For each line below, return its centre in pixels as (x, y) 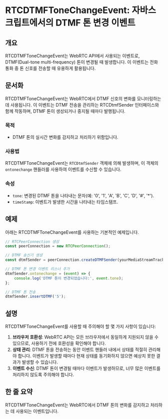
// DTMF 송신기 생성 (24, 255)
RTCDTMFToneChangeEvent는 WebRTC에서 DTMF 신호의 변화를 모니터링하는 (83, 99)
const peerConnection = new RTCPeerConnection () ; (58, 246)
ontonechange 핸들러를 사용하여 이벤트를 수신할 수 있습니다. (63, 169)
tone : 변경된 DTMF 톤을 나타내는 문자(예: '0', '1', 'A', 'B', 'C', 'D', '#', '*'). (83, 195)
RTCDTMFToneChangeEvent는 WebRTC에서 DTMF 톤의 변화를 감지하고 (77, 405)
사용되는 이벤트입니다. (37, 411)
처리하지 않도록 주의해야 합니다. (43, 375)
